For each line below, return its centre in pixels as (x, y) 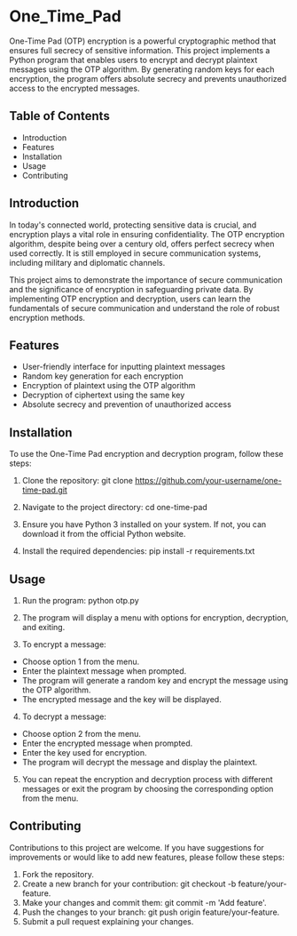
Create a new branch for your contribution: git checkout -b (129, 884)
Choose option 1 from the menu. (81, 661)
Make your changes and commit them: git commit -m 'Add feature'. (145, 902)
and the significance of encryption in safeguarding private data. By (131, 289)
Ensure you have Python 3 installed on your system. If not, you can (144, 524)
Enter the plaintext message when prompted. (104, 671)
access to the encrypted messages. (74, 88)
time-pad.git (45, 490)
